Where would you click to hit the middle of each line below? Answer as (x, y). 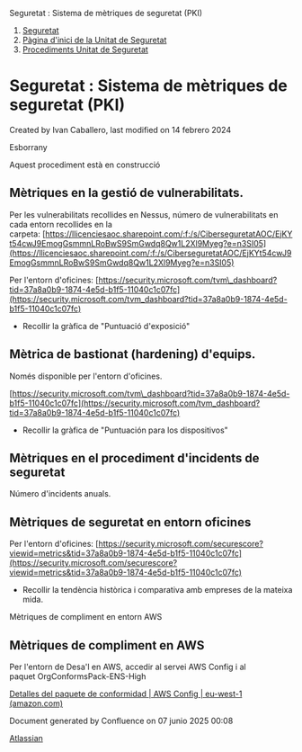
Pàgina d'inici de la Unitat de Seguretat (94, 40)
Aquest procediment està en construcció (85, 165)
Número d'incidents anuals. (60, 494)
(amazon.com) (36, 703)
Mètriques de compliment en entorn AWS (86, 617)
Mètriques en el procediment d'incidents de (134, 458)
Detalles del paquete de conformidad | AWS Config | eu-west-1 (126, 694)
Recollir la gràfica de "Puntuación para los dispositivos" (125, 430)
